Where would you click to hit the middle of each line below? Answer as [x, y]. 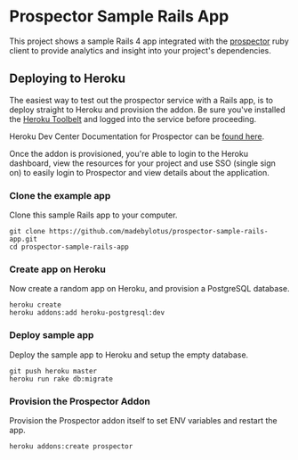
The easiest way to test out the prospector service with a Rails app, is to [141, 100]
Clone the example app [60, 195]
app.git [24, 239]
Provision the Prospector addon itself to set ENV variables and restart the [143, 420]
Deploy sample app [52, 335]
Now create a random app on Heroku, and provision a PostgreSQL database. [150, 289]
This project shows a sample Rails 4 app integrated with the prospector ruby [149, 41]
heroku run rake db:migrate [61, 379]
